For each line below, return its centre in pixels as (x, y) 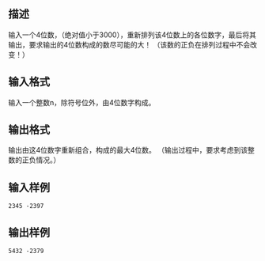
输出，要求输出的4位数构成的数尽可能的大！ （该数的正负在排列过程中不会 (129, 44)
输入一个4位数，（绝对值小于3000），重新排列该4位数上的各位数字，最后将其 (132, 35)
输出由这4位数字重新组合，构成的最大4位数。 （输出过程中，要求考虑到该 (128, 150)
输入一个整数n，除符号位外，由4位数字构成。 (82, 102)
